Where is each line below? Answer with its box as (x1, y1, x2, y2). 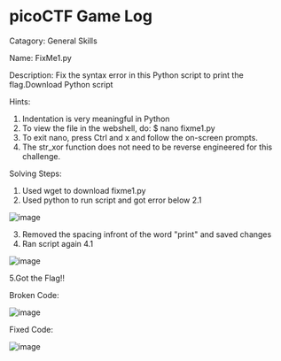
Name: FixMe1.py (9, 52, 73, 63)
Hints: (9, 96, 31, 107)
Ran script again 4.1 (21, 238, 94, 249)
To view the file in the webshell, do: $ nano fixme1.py (21, 122, 215, 134)
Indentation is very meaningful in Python (21, 113, 170, 124)
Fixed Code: (9, 324, 54, 334)
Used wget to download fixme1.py (21, 185, 146, 196)
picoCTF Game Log (9, 6, 153, 27)
